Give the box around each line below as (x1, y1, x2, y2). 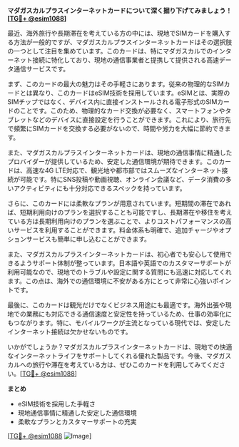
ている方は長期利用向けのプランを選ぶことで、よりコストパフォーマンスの (7, 217, 226, 225)
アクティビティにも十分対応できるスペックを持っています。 (13, 184, 187, 192)
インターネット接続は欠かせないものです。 (7, 327, 132, 336)
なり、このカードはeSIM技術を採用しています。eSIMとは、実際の (38, 88, 230, 97)
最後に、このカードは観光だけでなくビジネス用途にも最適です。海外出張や (7, 301, 226, 309)
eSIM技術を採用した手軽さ (17, 400, 96, 408)
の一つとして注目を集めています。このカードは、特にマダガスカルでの (7, 47, 213, 55)
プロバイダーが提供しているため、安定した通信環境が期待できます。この (7, 158, 219, 165)
